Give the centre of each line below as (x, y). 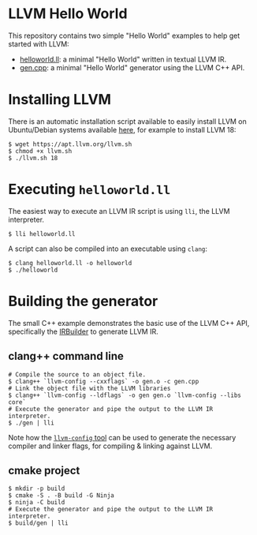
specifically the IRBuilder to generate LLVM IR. (84, 331)
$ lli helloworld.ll (42, 234)
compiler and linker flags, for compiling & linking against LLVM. (110, 446)
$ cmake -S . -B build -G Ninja (61, 496)
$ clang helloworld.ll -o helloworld (70, 263)
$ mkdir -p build (37, 489)
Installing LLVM (60, 100)
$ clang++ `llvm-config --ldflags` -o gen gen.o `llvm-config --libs (125, 395)
